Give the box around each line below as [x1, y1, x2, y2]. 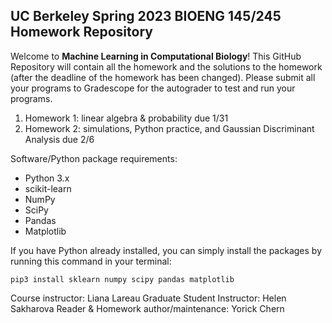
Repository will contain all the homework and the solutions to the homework [10, 60, 323, 73]
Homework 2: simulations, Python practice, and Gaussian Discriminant [24, 122, 315, 134]
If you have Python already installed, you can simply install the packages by [10, 244, 323, 256]
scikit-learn [24, 182, 72, 194]
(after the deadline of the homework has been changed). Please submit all [10, 71, 316, 83]
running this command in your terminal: [10, 255, 172, 267]
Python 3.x [24, 172, 70, 184]
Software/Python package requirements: [10, 152, 178, 164]
